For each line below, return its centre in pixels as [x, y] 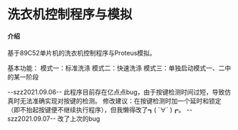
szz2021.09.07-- [32, 119]
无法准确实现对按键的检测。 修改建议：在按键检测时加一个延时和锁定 [120, 101]
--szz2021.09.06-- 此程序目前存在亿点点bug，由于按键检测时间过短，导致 [116, 92]
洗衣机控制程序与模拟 [70, 15]
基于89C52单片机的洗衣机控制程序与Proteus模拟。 [82, 53]
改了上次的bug [79, 119]
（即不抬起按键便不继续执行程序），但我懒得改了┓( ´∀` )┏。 [96, 110]
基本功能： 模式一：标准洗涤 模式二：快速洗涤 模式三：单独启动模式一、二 [116, 68]
